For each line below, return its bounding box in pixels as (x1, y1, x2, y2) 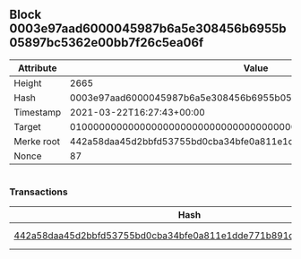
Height (13, 76, 42, 89)
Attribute (17, 62, 57, 74)
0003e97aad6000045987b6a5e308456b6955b (9, 22, 287, 37)
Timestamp (13, 106, 62, 118)
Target (13, 120, 42, 133)
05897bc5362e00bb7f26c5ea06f (9, 35, 204, 50)
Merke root (13, 134, 61, 147)
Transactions (9, 186, 69, 198)
